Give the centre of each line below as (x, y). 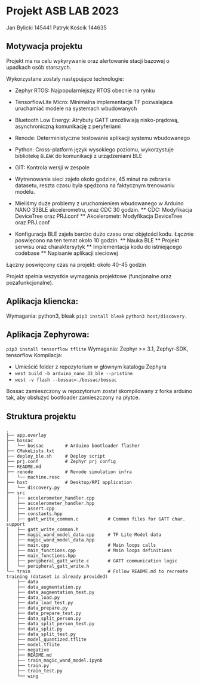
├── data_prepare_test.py (49, 614)
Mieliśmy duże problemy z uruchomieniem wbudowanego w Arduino (99, 203)
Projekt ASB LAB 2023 (63, 11)
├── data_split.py (40, 629)
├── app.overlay (26, 436)
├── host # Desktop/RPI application (69, 483)
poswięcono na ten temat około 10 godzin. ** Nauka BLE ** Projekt (97, 240)
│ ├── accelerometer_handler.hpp (50, 504)
